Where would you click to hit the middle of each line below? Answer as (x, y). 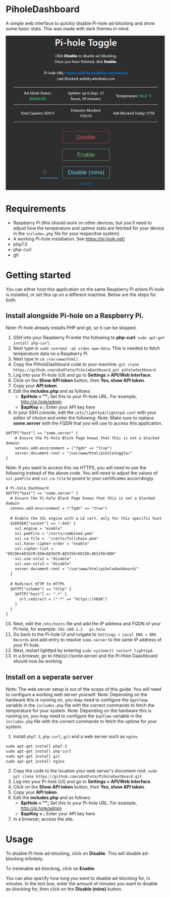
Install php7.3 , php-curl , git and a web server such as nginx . (76, 737)
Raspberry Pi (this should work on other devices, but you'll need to (82, 222)
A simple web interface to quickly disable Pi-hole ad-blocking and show (80, 23)
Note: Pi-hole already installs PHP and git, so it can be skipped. (71, 328)
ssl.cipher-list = (34, 549)
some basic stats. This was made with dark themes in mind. (68, 28)
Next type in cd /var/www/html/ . (46, 359)
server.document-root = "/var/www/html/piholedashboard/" (77, 569)
